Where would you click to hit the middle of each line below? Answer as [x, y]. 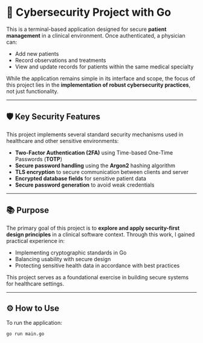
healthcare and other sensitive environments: [63, 141]
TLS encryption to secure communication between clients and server [102, 171]
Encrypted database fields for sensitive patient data [81, 178]
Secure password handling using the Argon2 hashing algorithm [95, 165]
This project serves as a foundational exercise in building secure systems [98, 277]
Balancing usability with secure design [63, 259]
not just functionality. [32, 91]
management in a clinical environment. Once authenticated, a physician [96, 35]
